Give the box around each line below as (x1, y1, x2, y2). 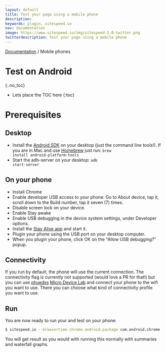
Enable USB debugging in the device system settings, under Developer (12, 215, 157, 221)
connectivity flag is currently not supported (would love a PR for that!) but (5, 274, 155, 280)
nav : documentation (5, 26, 45, 31)
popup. (12, 241, 27, 247)
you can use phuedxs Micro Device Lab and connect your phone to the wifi (5, 280, 158, 286)
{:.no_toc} (5, 82, 25, 88)
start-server (12, 162, 40, 167)
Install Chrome (12, 189, 42, 195)
